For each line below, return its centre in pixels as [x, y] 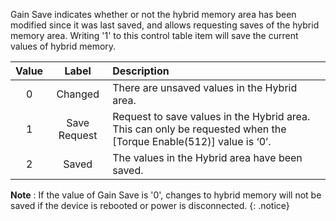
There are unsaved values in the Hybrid [205, 87]
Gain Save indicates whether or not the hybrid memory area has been [153, 14]
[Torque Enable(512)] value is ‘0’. [192, 141]
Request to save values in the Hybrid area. [211, 116]
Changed [78, 94]
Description [141, 71]
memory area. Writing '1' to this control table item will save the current [154, 35]
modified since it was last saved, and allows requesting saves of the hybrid [165, 25]
